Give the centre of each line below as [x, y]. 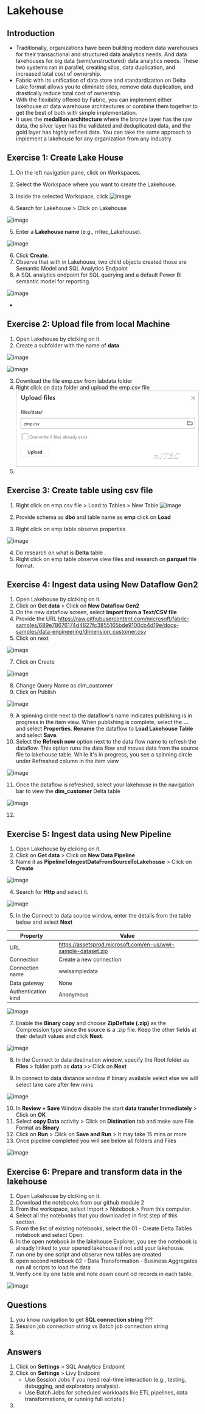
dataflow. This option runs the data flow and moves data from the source [107, 748]
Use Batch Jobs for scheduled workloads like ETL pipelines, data [106, 1392]
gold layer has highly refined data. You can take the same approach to [103, 132]
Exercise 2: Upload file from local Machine [89, 324]
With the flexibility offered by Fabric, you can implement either [94, 100]
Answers [24, 1352]
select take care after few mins [54, 1085]
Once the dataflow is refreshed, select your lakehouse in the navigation [105, 785]
